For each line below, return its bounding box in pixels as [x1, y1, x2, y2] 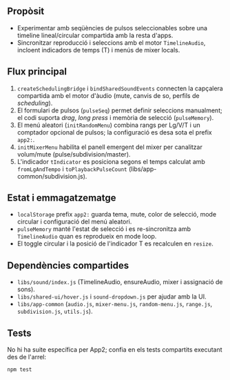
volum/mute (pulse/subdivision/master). [17, 150, 131, 158]
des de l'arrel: [7, 353, 47, 361]
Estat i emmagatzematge [7, 192, 116, 204]
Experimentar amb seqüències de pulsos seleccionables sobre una [17, 23, 208, 32]
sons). [17, 286, 36, 294]
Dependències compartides [7, 259, 129, 271]
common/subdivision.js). [17, 172, 87, 180]
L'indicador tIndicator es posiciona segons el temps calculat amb [17, 157, 205, 166]
